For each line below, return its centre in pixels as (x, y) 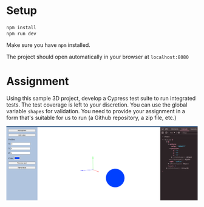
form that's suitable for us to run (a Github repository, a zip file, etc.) (91, 118)
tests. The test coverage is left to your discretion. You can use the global (97, 105)
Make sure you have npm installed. (49, 45)
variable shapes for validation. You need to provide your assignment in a (96, 111)
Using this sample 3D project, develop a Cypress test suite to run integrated (101, 98)
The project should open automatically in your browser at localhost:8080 (98, 57)
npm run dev (21, 33)
